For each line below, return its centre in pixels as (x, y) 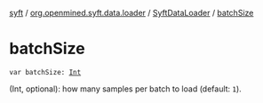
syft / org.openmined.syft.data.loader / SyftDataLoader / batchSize (131, 13)
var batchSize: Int (45, 72)
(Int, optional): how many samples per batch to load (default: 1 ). (125, 89)
